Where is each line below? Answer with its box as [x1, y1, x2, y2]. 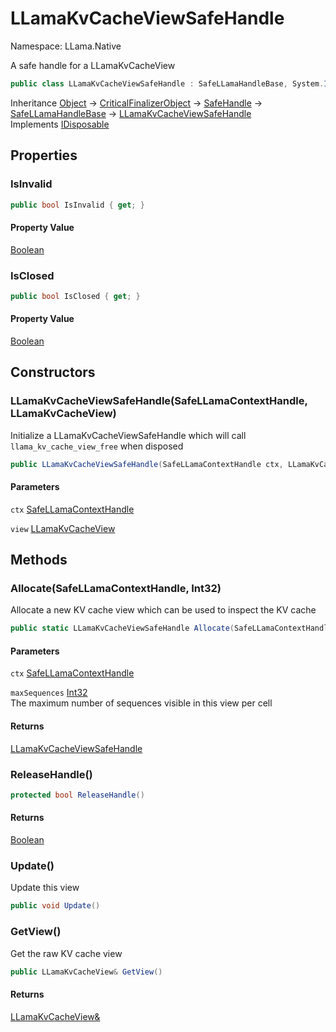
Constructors [10, 364, 96, 381]
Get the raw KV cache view [10, 947, 123, 959]
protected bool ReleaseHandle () [10, 790, 145, 800]
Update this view [10, 882, 80, 894]
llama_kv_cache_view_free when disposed [10, 440, 184, 452]
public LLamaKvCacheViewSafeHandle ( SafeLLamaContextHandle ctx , [10, 459, 284, 469]
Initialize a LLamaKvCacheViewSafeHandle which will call [10, 429, 247, 441]
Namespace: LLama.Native [10, 40, 122, 52]
